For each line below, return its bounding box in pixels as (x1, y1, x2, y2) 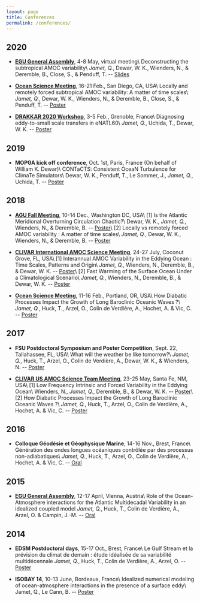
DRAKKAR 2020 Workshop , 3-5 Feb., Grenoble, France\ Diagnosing (14, 113, 184, 120)
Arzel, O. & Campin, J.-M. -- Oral (14, 512, 96, 519)
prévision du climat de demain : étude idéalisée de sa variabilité (14, 551, 172, 558)
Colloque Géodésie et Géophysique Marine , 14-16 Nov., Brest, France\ (14, 440, 191, 447)
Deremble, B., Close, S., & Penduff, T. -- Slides (14, 71, 130, 78)
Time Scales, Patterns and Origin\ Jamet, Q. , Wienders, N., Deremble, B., (14, 261, 195, 268)
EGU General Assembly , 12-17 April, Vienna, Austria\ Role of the (14, 493, 174, 500)
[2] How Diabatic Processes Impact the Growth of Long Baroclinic (14, 394, 178, 401)
